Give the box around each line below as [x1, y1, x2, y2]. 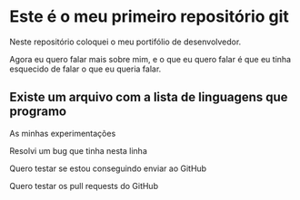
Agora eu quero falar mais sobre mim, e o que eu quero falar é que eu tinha [9, 53, 292, 64]
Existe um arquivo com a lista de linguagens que [9, 90, 288, 105]
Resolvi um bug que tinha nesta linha [9, 145, 147, 156]
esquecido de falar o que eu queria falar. [9, 63, 162, 74]
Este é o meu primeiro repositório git [9, 6, 289, 27]
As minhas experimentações [9, 128, 116, 138]
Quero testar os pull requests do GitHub [9, 180, 159, 191]
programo [9, 104, 66, 119]
